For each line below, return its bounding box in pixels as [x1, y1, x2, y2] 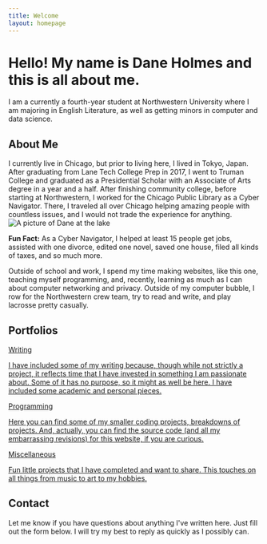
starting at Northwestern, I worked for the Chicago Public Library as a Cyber [8, 193, 260, 203]
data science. [8, 114, 54, 124]
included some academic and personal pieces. [8, 386, 162, 396]
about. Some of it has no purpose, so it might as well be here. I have [8, 377, 233, 387]
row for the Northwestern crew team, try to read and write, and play [8, 292, 232, 301]
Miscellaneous [8, 449, 56, 459]
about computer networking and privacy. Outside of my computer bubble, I [8, 284, 255, 293]
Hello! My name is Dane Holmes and [8, 54, 253, 72]
